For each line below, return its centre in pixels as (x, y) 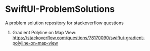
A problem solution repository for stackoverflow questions (64, 23)
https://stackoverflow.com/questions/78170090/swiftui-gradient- (78, 38)
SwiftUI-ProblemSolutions (60, 9)
